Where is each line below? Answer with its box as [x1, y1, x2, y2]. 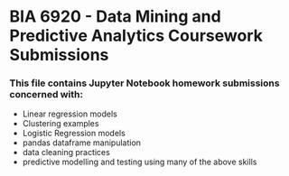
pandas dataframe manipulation [22, 137, 142, 148]
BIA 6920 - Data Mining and [9, 6, 221, 27]
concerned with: [9, 88, 84, 101]
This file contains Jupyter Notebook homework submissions [9, 77, 280, 89]
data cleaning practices [22, 147, 110, 158]
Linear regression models [22, 108, 117, 119]
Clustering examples [22, 118, 99, 129]
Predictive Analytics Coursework [9, 25, 264, 46]
